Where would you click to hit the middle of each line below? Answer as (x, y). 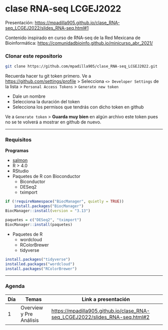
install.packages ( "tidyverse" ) (38, 259)
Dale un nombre (29, 96)
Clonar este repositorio (34, 56)
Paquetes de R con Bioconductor (46, 177)
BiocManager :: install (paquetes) (39, 224)
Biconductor (32, 182)
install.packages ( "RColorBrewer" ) (41, 269)
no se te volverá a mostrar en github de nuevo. (53, 122)
